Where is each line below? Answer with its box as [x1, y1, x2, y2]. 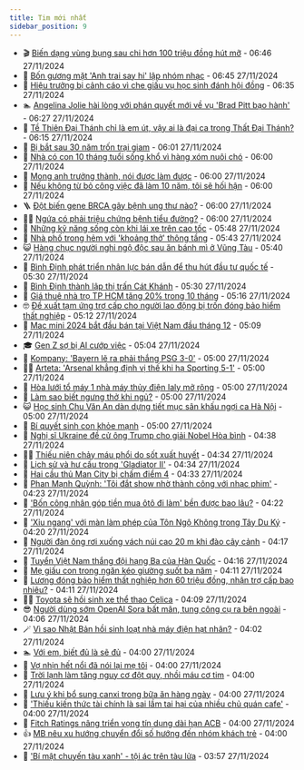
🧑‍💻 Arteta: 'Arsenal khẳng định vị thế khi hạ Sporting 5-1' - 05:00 [22, 362, 266, 373]
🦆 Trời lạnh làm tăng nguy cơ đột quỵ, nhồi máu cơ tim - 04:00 [22, 669, 256, 680]
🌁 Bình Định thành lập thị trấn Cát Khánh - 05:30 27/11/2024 [22, 281, 247, 291]
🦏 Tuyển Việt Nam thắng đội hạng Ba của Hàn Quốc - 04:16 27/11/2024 [22, 555, 289, 566]
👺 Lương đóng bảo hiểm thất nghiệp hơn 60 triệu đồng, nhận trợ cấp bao [22, 574, 295, 586]
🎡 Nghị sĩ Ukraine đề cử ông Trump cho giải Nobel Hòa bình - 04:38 [22, 429, 277, 440]
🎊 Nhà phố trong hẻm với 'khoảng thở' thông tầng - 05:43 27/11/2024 [22, 232, 282, 243]
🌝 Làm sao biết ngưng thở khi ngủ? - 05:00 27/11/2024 [22, 391, 227, 402]
